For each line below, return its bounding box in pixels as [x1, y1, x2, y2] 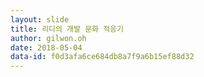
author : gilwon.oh [10, 33, 87, 43]
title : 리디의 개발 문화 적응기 [10, 24, 124, 34]
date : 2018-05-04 [10, 42, 83, 53]
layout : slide [10, 14, 70, 25]
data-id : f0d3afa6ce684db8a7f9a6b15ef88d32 [10, 52, 195, 62]
